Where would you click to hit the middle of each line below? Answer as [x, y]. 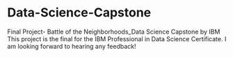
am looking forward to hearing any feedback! [72, 46]
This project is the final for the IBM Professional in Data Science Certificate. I [117, 38]
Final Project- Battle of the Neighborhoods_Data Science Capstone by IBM [114, 32]
